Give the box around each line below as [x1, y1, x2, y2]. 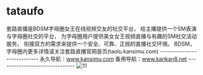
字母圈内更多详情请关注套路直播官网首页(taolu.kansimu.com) [6, 47, 159, 55]
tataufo [6, 4, 44, 18]
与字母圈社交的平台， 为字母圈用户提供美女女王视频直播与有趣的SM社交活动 [6, 32, 198, 40]
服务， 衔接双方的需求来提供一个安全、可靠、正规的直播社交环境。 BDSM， [6, 40, 196, 47]
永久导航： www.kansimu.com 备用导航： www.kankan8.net [39, 55, 187, 62]
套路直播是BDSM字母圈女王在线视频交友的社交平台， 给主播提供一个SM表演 [6, 25, 197, 32]
